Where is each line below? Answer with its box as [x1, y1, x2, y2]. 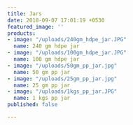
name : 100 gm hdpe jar [13, 56, 80, 63]
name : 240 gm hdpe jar [13, 43, 80, 50]
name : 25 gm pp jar [13, 82, 71, 89]
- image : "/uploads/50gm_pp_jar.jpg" [7, 62, 118, 69]
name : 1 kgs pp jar [13, 95, 71, 102]
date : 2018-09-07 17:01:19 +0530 [7, 17, 105, 24]
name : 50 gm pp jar [13, 68, 71, 75]
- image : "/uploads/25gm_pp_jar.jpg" [7, 75, 118, 82]
